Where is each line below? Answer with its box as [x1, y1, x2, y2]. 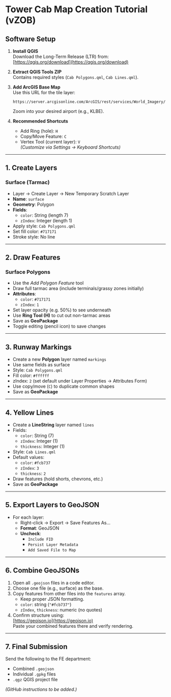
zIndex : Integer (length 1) [20, 217, 73, 223]
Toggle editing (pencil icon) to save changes [12, 323, 106, 329]
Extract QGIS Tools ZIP [12, 69, 62, 75]
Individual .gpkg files [12, 671, 56, 677]
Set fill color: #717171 [12, 228, 57, 235]
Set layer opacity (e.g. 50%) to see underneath [12, 307, 111, 313]
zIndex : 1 [20, 302, 39, 308]
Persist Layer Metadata [27, 542, 78, 547]
